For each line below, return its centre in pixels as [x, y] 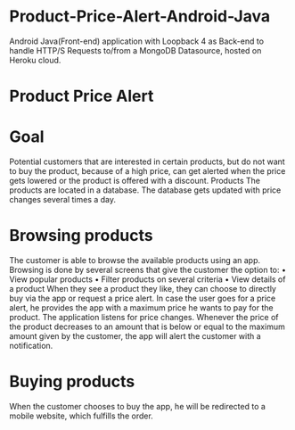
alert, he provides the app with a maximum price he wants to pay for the [141, 308]
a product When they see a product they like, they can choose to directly [143, 289]
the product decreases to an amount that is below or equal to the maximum [147, 327]
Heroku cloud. [35, 60]
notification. [31, 346]
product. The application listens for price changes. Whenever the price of [144, 317]
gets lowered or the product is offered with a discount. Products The [135, 181]
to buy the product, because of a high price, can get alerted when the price [147, 171]
